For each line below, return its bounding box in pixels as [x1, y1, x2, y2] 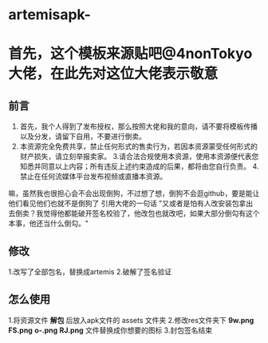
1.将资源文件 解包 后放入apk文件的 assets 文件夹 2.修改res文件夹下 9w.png [8, 315, 254, 325]
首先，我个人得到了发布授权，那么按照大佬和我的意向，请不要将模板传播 [19, 122, 258, 131]
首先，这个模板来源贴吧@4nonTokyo [8, 45, 253, 63]
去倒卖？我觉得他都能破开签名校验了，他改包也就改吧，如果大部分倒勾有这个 [8, 209, 260, 218]
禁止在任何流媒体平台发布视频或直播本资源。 [19, 172, 167, 181]
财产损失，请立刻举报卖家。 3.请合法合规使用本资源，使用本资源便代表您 [19, 152, 259, 162]
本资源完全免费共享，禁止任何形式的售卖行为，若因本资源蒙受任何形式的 [19, 142, 258, 151]
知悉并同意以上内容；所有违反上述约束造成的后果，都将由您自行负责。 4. [19, 162, 259, 171]
